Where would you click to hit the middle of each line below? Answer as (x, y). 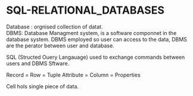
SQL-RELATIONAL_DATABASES (85, 10)
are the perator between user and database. (60, 46)
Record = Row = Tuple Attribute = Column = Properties (74, 75)
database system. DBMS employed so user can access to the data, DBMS (97, 39)
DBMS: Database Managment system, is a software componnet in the (91, 33)
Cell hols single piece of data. (43, 86)
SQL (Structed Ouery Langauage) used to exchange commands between (96, 57)
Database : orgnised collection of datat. (55, 27)
